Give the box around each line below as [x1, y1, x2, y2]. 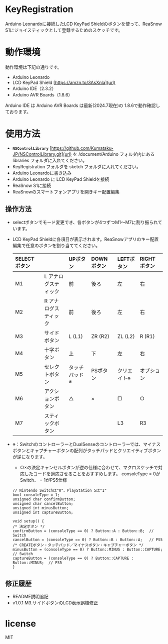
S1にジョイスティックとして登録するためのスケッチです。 [5, 27, 123, 33]
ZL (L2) [117, 333, 135, 340]
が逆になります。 [12, 454, 47, 460]
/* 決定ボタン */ [12, 524, 45, 529]
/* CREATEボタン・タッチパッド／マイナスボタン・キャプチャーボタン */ [12, 543, 144, 548]
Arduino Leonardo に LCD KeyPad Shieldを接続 [12, 176, 109, 182]
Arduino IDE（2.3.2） [12, 85, 56, 91]
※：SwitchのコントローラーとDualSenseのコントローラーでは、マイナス [12, 441, 161, 447]
